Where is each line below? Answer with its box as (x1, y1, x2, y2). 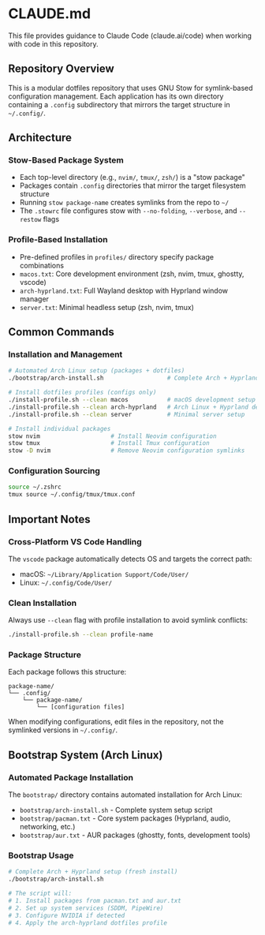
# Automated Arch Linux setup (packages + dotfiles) (8, 367, 185, 375)
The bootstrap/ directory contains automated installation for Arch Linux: (8, 790, 243, 799)
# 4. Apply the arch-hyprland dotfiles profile (8, 918, 168, 927)
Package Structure (8, 649, 81, 660)
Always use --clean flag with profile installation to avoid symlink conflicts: (8, 615, 248, 625)
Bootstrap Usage (8, 850, 74, 861)
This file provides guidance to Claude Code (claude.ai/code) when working (8, 31, 252, 40)
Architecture (8, 131, 73, 144)
